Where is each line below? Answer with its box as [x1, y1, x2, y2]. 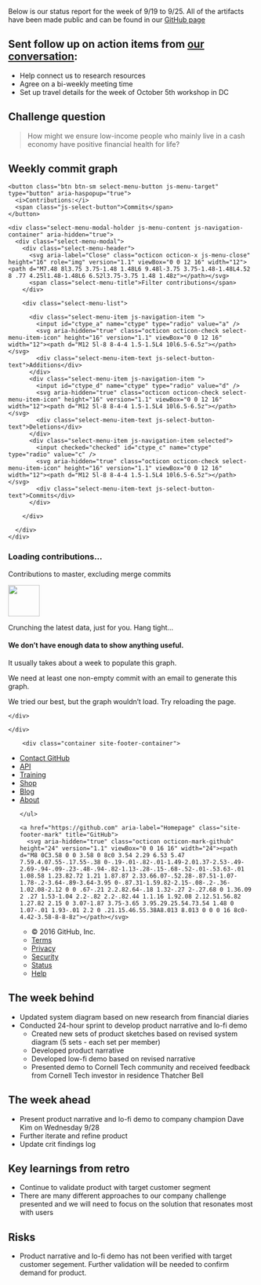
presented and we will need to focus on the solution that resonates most [19, 1199, 253, 1209]
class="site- [198, 823, 241, 831]
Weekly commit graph [8, 162, 118, 176]
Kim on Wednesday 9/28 [19, 1123, 100, 1132]
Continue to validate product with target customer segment [19, 1183, 211, 1192]
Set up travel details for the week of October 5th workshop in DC [19, 87, 230, 97]
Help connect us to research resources [19, 71, 147, 80]
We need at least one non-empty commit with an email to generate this [8, 673, 237, 682]
